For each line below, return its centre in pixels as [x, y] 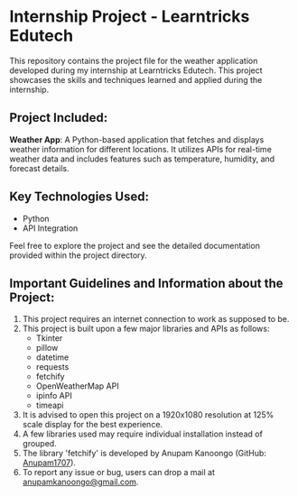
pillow [47, 348]
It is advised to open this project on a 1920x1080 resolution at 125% [148, 415]
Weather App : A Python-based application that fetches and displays [137, 139]
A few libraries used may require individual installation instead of [143, 434]
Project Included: [59, 118]
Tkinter [49, 338]
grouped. [39, 444]
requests [52, 367]
